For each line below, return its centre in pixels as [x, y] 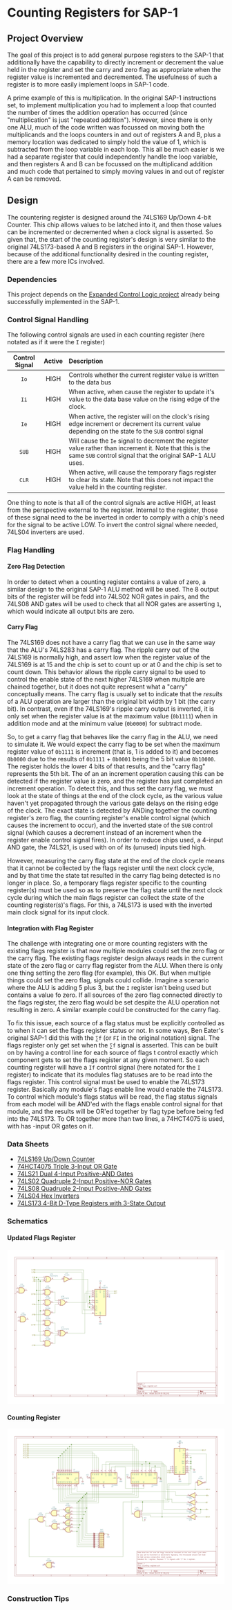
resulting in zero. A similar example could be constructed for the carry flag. [114, 1010]
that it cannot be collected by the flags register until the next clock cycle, [111, 868]
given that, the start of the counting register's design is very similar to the [112, 239]
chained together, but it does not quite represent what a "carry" [98, 687]
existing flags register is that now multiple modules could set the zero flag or [116, 951]
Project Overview [45, 38]
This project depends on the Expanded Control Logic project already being [113, 294]
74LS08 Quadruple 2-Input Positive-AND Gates [84, 1189]
